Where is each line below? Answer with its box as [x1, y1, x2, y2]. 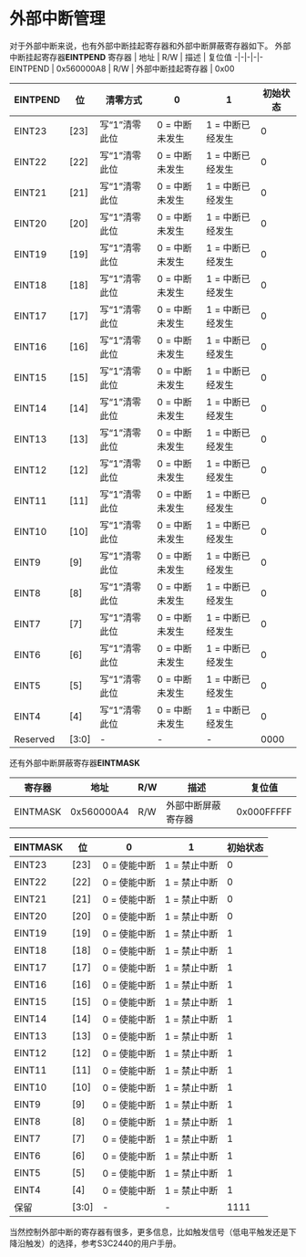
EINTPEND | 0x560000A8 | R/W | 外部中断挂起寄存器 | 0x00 [9, 63, 235, 74]
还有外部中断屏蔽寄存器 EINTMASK [9, 757, 140, 768]
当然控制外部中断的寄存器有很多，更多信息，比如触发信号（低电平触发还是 [9, 1226, 289, 1237]
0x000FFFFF [236, 805, 292, 818]
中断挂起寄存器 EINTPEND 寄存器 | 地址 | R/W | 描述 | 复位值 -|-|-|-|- [9, 51, 264, 62]
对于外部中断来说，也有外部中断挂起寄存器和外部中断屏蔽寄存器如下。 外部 [9, 40, 291, 51]
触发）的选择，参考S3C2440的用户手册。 [25, 1238, 182, 1249]
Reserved [14, 732, 56, 745]
